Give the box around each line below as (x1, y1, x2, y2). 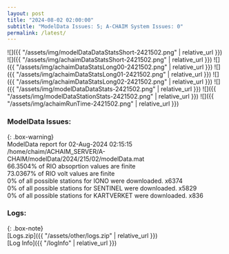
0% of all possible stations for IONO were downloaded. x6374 (7, 177, 183, 185)
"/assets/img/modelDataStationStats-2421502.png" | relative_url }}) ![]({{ (7, 92, 214, 101)
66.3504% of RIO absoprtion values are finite (7, 162, 136, 170)
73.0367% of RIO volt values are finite (7, 169, 115, 177)
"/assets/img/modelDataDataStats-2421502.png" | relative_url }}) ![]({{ (16, 85, 217, 93)
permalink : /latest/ (7, 29, 67, 37)
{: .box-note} (7, 224, 43, 232)
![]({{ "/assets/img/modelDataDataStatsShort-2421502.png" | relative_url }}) (7, 48, 223, 57)
